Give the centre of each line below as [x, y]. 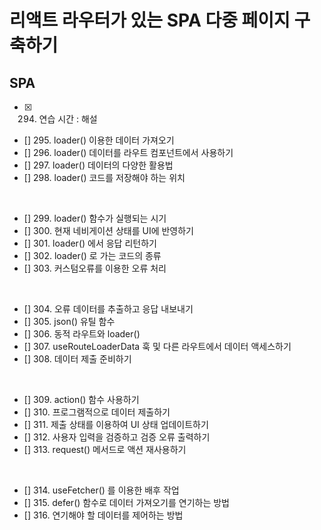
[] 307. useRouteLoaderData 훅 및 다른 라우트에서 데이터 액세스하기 [157, 346]
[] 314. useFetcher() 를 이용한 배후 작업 [101, 490]
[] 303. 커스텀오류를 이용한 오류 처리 [95, 268]
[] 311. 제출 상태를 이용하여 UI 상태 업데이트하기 [116, 424]
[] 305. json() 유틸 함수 [69, 321]
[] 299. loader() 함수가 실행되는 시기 [95, 218]
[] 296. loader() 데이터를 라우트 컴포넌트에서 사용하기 [128, 152]
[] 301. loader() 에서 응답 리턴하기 [90, 243]
